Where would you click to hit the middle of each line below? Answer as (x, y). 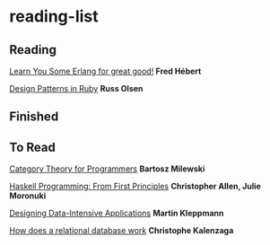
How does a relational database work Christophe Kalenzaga (122, 231)
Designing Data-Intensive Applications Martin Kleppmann (117, 214)
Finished (34, 117)
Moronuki (28, 196)
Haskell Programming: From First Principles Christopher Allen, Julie (135, 187)
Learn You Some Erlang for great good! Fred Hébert (105, 71)
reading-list (54, 17)
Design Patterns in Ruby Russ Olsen (76, 88)
